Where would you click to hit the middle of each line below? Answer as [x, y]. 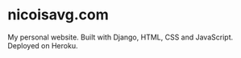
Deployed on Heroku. [43, 45]
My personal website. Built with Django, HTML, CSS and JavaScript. [120, 37]
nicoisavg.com [58, 15]
